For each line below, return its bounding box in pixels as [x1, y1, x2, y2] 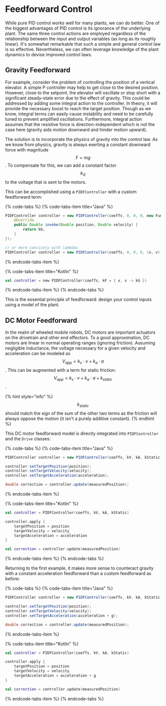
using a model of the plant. [5, 302, 60, 308]
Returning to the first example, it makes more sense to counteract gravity [5, 565, 154, 571]
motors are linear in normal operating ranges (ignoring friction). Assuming [5, 340, 156, 346]
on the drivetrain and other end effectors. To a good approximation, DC [5, 335, 150, 341]
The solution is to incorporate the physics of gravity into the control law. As [5, 136, 158, 142]
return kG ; [23, 227, 45, 232]
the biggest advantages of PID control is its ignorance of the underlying [5, 25, 151, 31]
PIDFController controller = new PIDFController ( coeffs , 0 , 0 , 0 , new [5, 213, 154, 218]
